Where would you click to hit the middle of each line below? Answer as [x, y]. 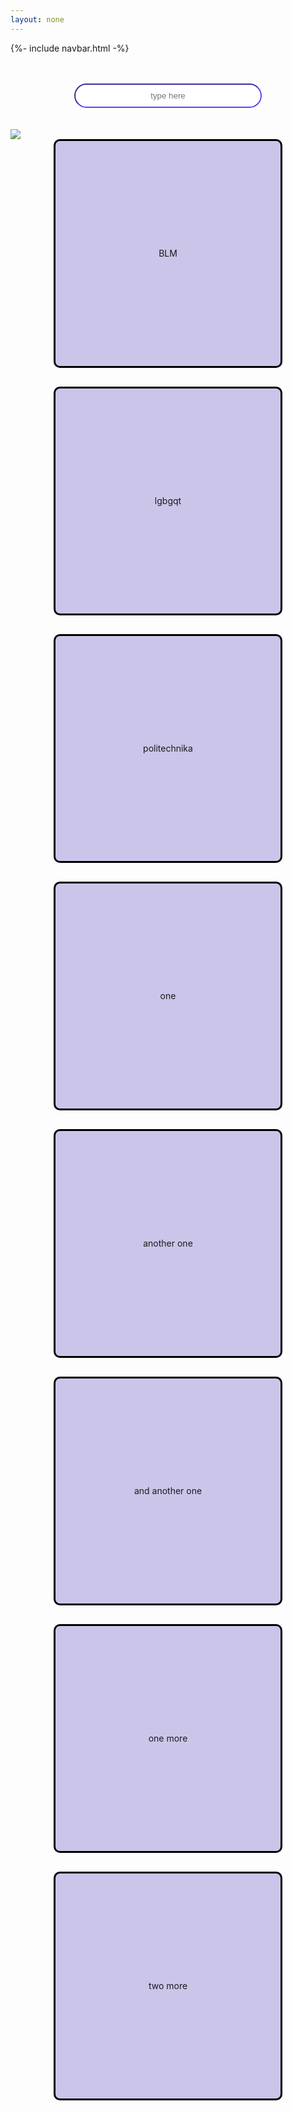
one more [168, 1738]
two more [168, 1986]
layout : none [37, 19]
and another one [168, 1491]
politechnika [168, 748]
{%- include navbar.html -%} [70, 48]
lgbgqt [168, 501]
